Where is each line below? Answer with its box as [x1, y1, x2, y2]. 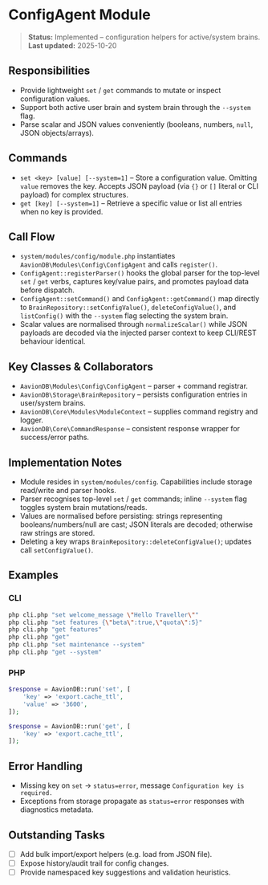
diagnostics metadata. [19, 805, 94, 814]
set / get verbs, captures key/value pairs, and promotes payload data [19, 277, 249, 287]
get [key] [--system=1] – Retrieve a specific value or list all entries [19, 198, 242, 208]
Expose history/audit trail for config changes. [19, 858, 169, 868]
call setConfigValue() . [19, 545, 94, 555]
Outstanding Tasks [8, 828, 106, 842]
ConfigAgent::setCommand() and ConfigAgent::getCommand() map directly [19, 294, 259, 304]
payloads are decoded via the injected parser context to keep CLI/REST [19, 328, 257, 338]
